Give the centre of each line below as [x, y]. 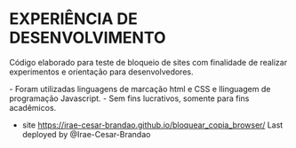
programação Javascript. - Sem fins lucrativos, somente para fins [129, 98]
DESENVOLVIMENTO [88, 38]
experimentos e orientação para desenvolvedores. [101, 72]
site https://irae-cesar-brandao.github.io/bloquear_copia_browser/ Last [152, 125]
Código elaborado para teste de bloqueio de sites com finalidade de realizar [148, 62]
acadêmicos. [33, 107]
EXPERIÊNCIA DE [73, 19]
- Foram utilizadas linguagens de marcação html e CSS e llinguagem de [140, 89]
